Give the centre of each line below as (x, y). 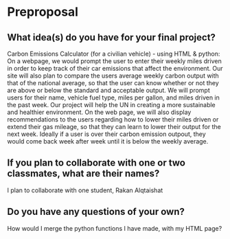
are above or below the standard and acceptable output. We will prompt (109, 90)
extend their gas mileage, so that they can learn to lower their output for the (114, 127)
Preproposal (43, 12)
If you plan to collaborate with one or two (96, 163)
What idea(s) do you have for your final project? (112, 37)
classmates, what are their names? (83, 173)
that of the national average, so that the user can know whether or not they (113, 83)
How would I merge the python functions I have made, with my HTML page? (115, 228)
